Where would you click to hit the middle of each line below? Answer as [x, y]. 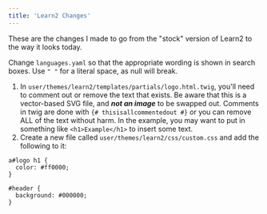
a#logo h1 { [28, 160]
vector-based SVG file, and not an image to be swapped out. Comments [139, 103]
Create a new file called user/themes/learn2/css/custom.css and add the [139, 137]
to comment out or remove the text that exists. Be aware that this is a [133, 95]
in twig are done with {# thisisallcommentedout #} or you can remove [135, 112]
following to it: [43, 145]
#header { [25, 188]
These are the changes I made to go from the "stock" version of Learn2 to [130, 38]
